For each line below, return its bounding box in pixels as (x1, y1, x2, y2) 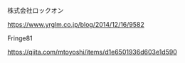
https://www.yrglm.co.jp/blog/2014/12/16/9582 (7, 21, 144, 28)
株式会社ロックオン (7, 6, 64, 14)
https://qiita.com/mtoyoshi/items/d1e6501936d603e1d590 (7, 48, 178, 56)
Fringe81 (7, 34, 33, 42)
